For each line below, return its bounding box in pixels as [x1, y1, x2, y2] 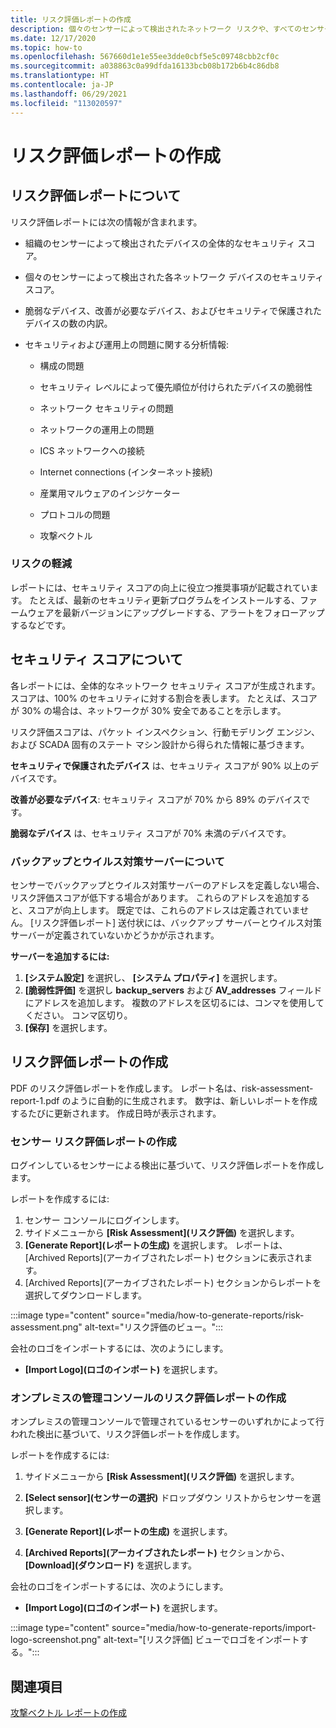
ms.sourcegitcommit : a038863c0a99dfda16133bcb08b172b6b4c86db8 [10, 61, 280, 71]
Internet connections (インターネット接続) [39, 466, 213, 478]
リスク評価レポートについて [10, 187, 182, 205]
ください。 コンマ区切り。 [24, 1009, 133, 1021]
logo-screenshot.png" [10, 1634, 102, 1646]
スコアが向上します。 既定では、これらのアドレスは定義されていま [27, 904, 301, 916]
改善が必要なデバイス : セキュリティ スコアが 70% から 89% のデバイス [10, 793, 302, 805]
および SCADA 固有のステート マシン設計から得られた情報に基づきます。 [10, 738, 310, 750]
